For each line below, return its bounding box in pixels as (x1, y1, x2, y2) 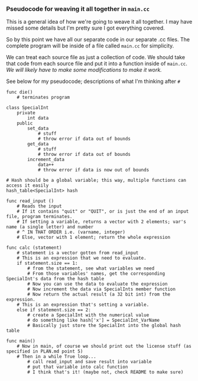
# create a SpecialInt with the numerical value (27, 312, 150, 318)
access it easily (6, 183, 49, 188)
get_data (27, 141, 49, 147)
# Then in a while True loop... (17, 354, 96, 360)
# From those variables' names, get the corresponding (27, 271, 165, 277)
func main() (6, 338, 35, 344)
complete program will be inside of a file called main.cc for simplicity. (6, 42, 174, 49)
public (17, 120, 33, 126)
